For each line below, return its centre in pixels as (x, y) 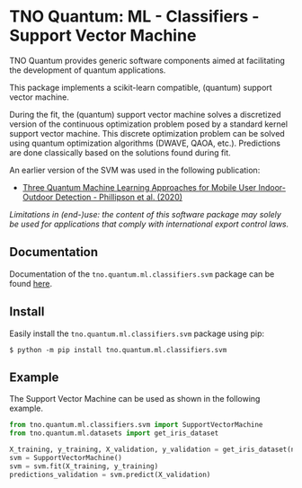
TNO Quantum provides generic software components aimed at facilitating (147, 60)
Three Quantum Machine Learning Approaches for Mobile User (139, 187)
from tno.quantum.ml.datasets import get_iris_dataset (114, 433)
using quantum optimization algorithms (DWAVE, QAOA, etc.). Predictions (145, 143)
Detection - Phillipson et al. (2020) (119, 197)
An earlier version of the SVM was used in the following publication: (135, 170)
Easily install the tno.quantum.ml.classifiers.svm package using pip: (137, 333)
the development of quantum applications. (88, 70)
